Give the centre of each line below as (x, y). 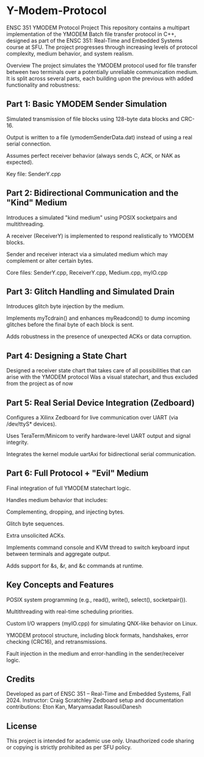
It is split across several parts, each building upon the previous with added (100, 78)
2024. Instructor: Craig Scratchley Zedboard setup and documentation (95, 700)
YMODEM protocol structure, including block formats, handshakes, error (97, 635)
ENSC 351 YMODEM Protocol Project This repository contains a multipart (98, 28)
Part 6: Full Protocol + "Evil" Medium (77, 474)
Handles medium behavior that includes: (57, 500)
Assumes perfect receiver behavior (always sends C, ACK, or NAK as (93, 155)
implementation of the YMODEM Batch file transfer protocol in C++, (91, 34)
